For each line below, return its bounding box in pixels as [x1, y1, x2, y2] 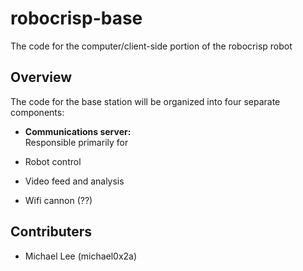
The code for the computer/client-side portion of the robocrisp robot [10, 40, 293, 52]
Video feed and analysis [24, 175, 125, 187]
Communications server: [24, 125, 132, 137]
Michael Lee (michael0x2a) [24, 250, 138, 262]
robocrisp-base [10, 7, 143, 30]
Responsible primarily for [24, 136, 129, 148]
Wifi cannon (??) [24, 194, 93, 206]
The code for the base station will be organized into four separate [10, 95, 281, 107]
